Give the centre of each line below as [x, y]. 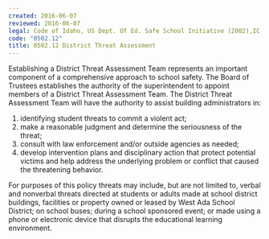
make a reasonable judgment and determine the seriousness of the [131, 127]
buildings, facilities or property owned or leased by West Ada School [122, 203]
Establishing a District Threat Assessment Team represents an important [128, 68]
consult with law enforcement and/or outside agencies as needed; [129, 144]
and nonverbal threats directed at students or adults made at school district [133, 194]
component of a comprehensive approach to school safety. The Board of [129, 77]
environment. [30, 228]
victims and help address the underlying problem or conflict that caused [139, 161]
